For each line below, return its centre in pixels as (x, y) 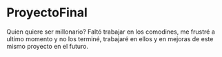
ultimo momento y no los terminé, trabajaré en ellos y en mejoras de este (110, 38)
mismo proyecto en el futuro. (48, 46)
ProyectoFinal (47, 13)
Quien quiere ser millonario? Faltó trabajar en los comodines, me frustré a (111, 32)
